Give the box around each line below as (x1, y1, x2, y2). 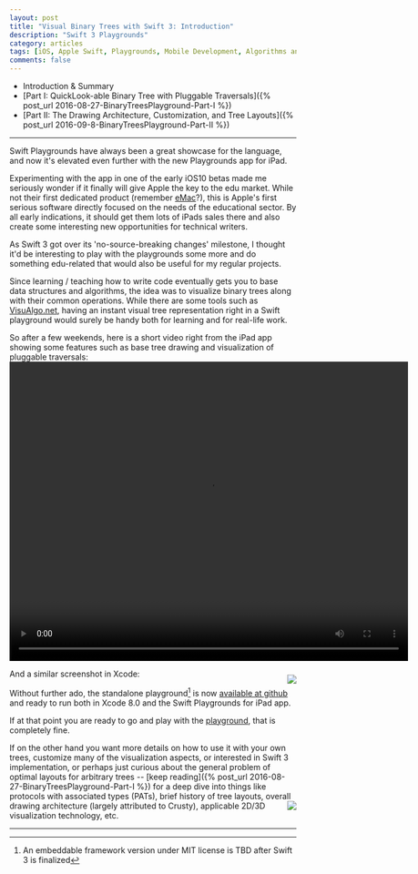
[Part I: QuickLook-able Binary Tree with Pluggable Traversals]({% (22, 90, 271, 101)
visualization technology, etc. (9, 809, 119, 820)
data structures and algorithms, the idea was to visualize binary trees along (9, 286, 291, 296)
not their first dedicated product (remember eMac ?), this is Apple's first (9, 192, 278, 203)
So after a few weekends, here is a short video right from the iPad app (9, 332, 272, 342)
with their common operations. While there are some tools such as (9, 295, 259, 306)
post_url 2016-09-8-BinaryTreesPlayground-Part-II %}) (22, 119, 230, 130)
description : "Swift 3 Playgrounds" (9, 30, 148, 39)
